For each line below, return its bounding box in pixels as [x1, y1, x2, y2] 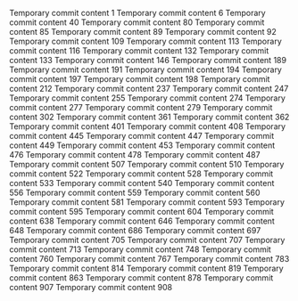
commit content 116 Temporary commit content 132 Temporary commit [9, 45, 269, 56]
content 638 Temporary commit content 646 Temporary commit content [9, 216, 275, 226]
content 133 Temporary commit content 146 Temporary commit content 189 [9, 55, 287, 65]
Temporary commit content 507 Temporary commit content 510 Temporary [9, 159, 285, 169]
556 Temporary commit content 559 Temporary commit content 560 [9, 187, 261, 198]
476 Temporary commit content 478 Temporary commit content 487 [9, 150, 261, 159]
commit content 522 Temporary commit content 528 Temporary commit [9, 168, 274, 179]
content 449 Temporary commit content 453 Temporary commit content [9, 140, 276, 150]
